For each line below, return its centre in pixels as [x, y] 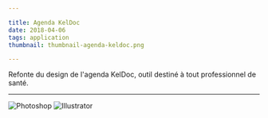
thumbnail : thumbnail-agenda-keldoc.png [77, 45]
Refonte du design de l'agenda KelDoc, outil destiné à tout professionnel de [132, 75]
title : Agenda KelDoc [44, 22]
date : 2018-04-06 [37, 30]
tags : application [39, 37]
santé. [19, 83]
